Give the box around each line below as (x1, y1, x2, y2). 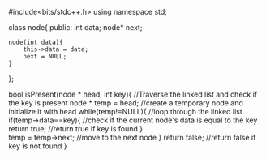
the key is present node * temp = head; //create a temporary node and (8, 98, 243, 108)
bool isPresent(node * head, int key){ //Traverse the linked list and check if (8, 89, 258, 99)
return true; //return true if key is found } (8, 124, 144, 133)
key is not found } (8, 141, 67, 151)
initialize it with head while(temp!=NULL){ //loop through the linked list (8, 107, 243, 116)
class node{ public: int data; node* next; (8, 23, 143, 32)
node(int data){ (8, 38, 63, 46)
